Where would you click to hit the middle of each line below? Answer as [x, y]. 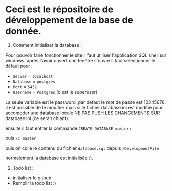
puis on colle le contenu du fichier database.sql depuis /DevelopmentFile [82, 148]
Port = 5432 [25, 87]
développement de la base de [69, 20]
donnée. [24, 31]
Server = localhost [33, 76]
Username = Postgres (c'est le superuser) [55, 92]
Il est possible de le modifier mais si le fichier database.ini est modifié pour [84, 107]
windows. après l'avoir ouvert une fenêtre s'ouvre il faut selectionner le [80, 60]
